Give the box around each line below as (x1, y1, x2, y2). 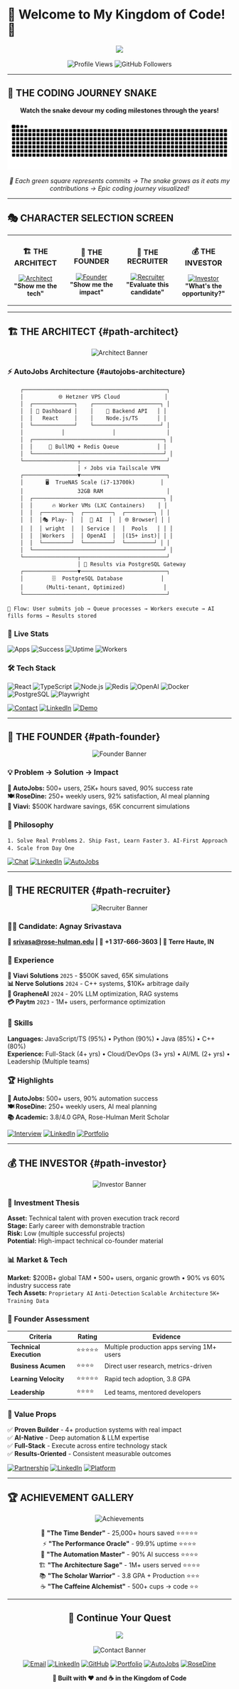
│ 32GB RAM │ (20, 487, 171, 494)
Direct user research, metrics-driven (104, 1362, 212, 1371)
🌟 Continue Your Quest (68, 1612, 171, 1624)
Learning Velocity (10, 1375, 65, 1383)
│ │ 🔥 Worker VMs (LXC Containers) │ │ (20, 501, 168, 509)
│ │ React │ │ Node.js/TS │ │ (20, 415, 167, 422)
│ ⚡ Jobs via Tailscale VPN (77, 464, 161, 472)
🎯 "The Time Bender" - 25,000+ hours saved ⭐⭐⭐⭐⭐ (41, 1528, 198, 1537)
